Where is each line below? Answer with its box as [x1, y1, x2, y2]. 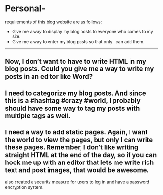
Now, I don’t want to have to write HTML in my [5, 57, 147, 65]
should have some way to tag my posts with [5, 104, 140, 112]
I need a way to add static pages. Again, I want [5, 128, 148, 136]
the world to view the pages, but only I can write [5, 136, 153, 144]
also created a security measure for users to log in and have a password [5, 179, 149, 185]
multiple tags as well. [5, 112, 71, 120]
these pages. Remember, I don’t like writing [5, 144, 139, 152]
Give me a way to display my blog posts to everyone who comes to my [12, 28, 154, 34]
